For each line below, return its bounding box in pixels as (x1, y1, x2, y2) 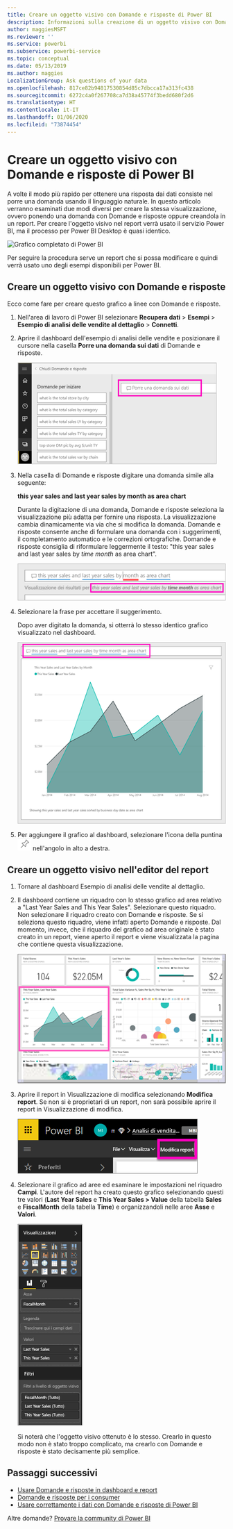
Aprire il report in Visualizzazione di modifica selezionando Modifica (17, 1090, 214, 1098)
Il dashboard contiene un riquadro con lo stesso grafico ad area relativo (17, 896, 222, 904)
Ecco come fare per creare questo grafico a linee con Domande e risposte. (7, 299, 221, 308)
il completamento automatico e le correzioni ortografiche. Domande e (17, 535, 216, 543)
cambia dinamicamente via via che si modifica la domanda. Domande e (17, 520, 221, 528)
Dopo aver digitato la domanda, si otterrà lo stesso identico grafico (17, 620, 209, 629)
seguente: (17, 478, 46, 486)
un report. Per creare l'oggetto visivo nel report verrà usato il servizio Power (7, 219, 225, 227)
